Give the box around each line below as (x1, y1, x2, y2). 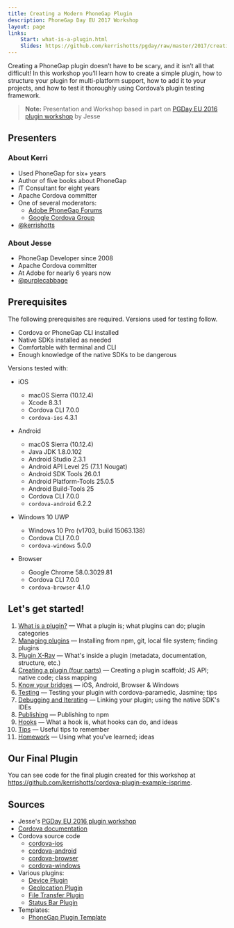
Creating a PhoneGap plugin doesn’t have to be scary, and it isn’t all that (8, 62, 215, 70)
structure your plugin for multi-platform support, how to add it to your (8, 77, 207, 84)
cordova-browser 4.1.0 (28, 583, 90, 591)
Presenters (8, 132, 57, 144)
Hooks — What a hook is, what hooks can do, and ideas (17, 718, 178, 726)
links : (8, 29, 27, 37)
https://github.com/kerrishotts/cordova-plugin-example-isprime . (8, 778, 193, 787)
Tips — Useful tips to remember (17, 725, 110, 733)
